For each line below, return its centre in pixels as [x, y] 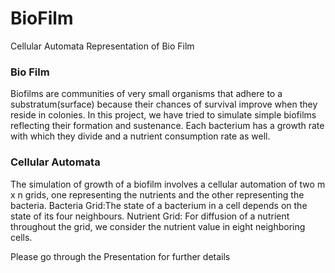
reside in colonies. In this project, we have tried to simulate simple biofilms [163, 115]
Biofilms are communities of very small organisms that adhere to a [146, 94]
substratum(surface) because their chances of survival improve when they [164, 104]
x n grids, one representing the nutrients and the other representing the [157, 194]
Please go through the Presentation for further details [120, 256]
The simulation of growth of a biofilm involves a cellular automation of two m [168, 184]
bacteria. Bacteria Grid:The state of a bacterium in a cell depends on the [159, 205]
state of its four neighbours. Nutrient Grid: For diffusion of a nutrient [150, 216]
